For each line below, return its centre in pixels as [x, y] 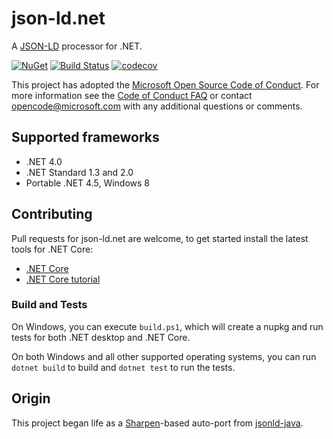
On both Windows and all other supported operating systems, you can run [164, 356]
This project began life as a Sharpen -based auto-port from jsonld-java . [157, 423]
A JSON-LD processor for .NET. [77, 46]
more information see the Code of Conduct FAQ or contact [132, 95]
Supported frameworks [85, 137]
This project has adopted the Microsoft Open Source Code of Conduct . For [165, 84]
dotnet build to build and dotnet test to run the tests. [123, 367]
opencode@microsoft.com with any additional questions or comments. [157, 106]
